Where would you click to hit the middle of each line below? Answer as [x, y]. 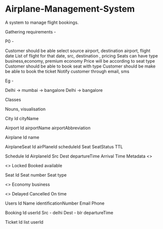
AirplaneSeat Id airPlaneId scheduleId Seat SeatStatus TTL [64, 146]
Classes [13, 99]
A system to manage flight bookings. [42, 22]
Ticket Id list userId [24, 222]
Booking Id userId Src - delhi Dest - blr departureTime [59, 212]
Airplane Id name [22, 137]
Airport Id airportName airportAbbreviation [48, 128]
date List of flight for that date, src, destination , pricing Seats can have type [81, 56]
